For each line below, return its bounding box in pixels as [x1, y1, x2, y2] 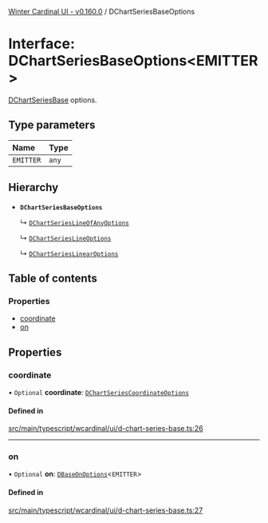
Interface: [8, 35, 76, 53]
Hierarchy [8, 181, 59, 194]
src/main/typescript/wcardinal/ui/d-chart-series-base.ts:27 [8, 505, 203, 515]
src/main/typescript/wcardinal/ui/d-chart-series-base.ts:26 [8, 424, 203, 433]
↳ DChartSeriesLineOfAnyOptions [19, 218, 130, 227]
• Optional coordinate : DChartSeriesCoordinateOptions [8, 387, 190, 397]
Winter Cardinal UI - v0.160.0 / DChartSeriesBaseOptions [8, 7, 195, 16]
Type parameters [8, 118, 96, 132]
